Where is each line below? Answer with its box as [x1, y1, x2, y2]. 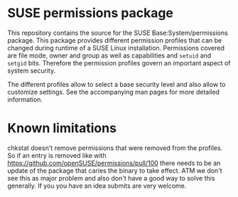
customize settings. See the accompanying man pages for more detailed [7, 87, 220, 96]
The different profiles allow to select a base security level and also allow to [7, 80, 226, 88]
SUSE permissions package [7, 5, 174, 21]
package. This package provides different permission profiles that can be [7, 36, 222, 44]
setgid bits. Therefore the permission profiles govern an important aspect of [7, 58, 231, 67]
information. [7, 95, 43, 104]
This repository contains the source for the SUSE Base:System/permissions [7, 28, 229, 37]
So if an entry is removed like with [7, 151, 107, 159]
